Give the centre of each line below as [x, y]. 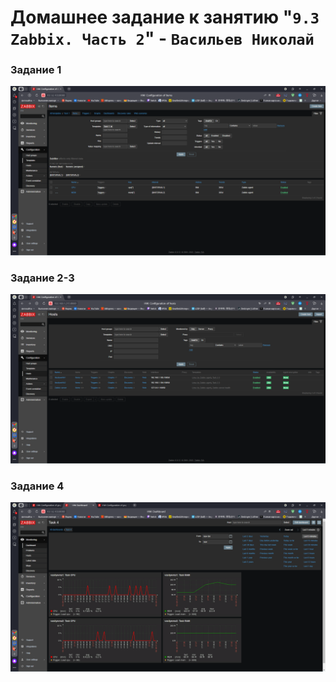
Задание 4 [37, 486]
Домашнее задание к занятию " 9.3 [165, 17]
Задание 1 [36, 70]
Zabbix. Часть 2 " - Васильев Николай [162, 38]
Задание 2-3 [42, 278]
